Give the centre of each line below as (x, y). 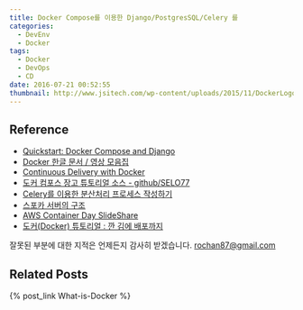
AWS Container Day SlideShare (80, 215)
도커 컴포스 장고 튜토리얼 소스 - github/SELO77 (106, 183)
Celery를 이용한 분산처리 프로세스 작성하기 (97, 194)
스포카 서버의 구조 (54, 205)
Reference (39, 129)
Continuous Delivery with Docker (84, 172)
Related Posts (49, 274)
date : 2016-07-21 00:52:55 (60, 85)
